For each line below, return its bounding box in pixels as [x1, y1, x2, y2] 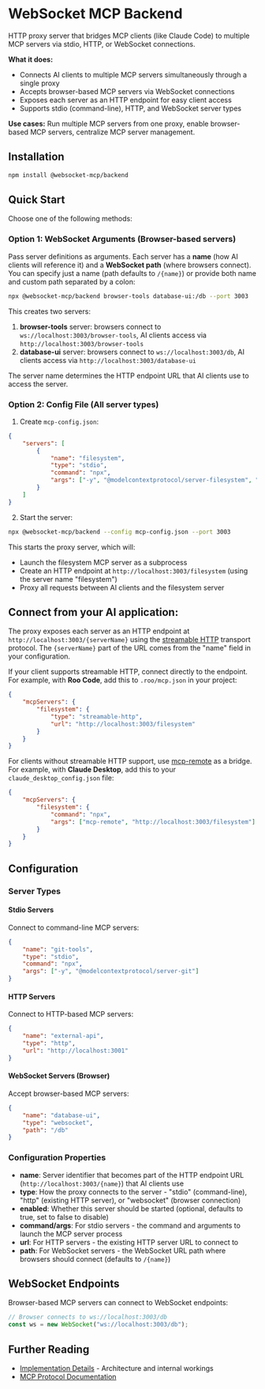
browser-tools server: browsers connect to [19, 322, 162, 331]
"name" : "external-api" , [22, 1032, 104, 1040]
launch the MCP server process [19, 1229, 123, 1238]
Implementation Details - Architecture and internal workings [19, 1363, 215, 1372]
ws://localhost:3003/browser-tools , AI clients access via [19, 330, 207, 340]
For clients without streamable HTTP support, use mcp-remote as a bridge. [8, 757, 252, 766]
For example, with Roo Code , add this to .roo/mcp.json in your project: [8, 675, 237, 685]
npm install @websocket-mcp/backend [8, 171, 129, 179]
